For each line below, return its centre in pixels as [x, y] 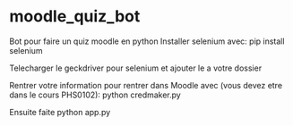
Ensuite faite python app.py [60, 112]
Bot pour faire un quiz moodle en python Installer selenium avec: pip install [147, 41]
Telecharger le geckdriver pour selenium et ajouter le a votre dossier [136, 68]
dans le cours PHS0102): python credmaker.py [95, 95]
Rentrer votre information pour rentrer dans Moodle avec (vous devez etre [146, 85]
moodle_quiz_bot [75, 17]
